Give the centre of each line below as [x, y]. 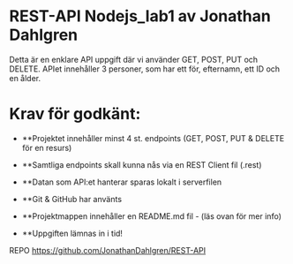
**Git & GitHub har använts [71, 199]
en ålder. [25, 78]
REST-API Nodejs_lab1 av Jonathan [140, 16]
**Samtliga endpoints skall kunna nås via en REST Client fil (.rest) [142, 164]
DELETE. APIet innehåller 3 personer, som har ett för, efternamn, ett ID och [145, 69]
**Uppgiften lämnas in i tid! [72, 233]
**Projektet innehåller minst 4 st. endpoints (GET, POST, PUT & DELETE [153, 138]
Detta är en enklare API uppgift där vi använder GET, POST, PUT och [134, 59]
